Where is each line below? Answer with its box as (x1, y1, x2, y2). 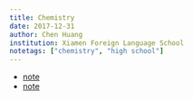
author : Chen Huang (9, 30, 83, 39)
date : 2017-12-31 (9, 22, 75, 31)
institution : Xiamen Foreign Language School (9, 38, 184, 48)
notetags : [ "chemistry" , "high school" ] (9, 47, 165, 56)
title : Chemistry (9, 13, 75, 23)
